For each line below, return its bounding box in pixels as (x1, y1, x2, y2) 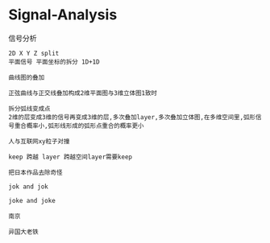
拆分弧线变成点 (8, 105, 51, 113)
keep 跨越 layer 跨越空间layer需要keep (8, 153, 133, 161)
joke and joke (8, 196, 56, 204)
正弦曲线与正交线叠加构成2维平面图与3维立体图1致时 (8, 89, 157, 97)
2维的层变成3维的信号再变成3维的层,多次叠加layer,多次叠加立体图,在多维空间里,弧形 (8, 113, 256, 121)
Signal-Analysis (8, 6, 118, 24)
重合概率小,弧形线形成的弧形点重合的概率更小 (14, 121, 144, 130)
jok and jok (8, 183, 48, 191)
